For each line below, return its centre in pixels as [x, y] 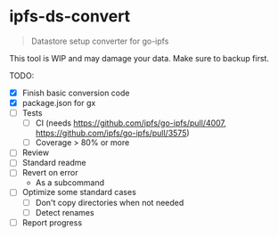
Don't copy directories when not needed [110, 202]
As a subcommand [70, 183]
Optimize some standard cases [79, 192]
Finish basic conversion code [76, 93]
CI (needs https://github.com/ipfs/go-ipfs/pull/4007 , [131, 123]
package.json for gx [59, 103]
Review [36, 152]
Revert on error [50, 173]
